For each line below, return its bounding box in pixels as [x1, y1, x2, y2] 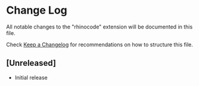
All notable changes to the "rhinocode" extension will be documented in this [6, 23, 193, 30]
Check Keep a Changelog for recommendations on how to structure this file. [6, 41, 194, 48]
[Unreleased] [6, 58, 57, 68]
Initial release [14, 74, 48, 81]
